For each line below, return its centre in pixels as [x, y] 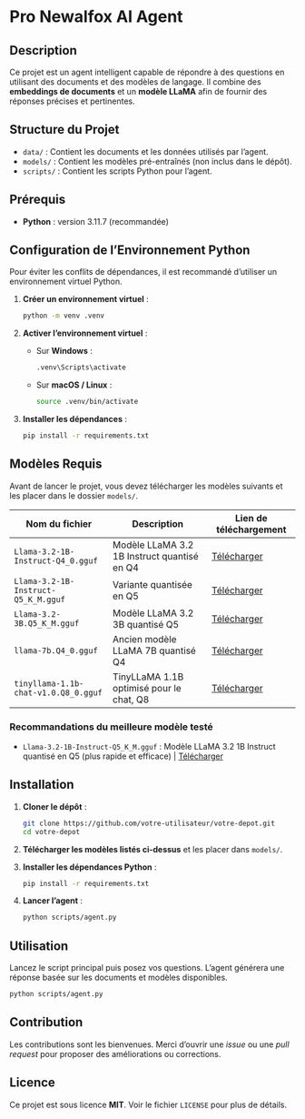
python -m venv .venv [63, 316]
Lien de [251, 518]
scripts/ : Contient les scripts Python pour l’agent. [117, 171]
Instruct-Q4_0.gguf [56, 560]
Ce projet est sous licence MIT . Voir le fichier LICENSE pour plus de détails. [148, 1104]
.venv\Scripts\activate [81, 368]
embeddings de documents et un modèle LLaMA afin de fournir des [138, 91]
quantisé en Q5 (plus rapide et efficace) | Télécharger [123, 756]
